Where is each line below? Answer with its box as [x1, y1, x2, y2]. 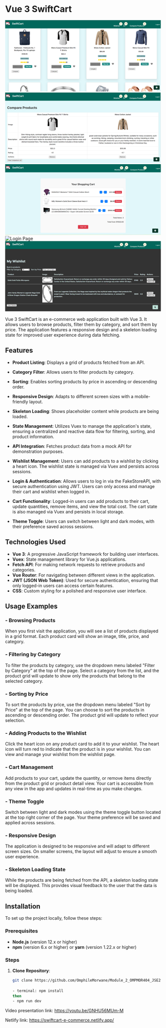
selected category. [5, 678, 43, 684]
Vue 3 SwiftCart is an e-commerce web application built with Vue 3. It [5, 316, 147, 322]
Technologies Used [5, 538, 66, 546]
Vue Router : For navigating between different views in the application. [12, 572, 156, 578]
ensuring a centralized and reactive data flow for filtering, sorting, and [12, 428, 155, 434]
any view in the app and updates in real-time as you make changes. [5, 785, 143, 792]
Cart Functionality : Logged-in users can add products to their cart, [12, 498, 150, 504]
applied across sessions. [5, 819, 56, 825]
